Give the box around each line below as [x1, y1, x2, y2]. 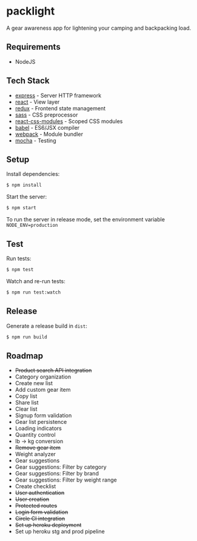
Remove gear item [15, 444, 61, 451]
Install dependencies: [6, 170, 60, 178]
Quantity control [15, 431, 56, 439]
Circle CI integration [15, 515, 65, 522]
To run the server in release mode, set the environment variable [6, 216, 165, 223]
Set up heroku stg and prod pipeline [15, 528, 105, 535]
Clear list [15, 405, 38, 413]
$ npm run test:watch [6, 289, 61, 295]
